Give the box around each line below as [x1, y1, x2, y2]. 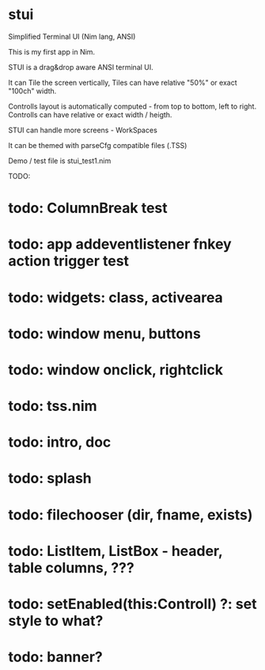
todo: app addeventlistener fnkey [8, 235, 232, 253]
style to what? [8, 612, 104, 630]
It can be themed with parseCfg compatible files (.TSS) [8, 140, 187, 150]
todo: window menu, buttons [8, 325, 202, 342]
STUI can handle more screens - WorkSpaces [8, 125, 158, 135]
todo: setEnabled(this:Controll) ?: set [8, 596, 257, 613]
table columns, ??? [8, 558, 134, 577]
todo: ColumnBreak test [8, 200, 168, 217]
